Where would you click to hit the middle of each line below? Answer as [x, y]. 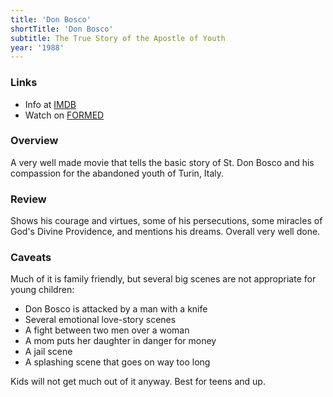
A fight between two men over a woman [107, 330]
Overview [34, 141]
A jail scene [48, 352]
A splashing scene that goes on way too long [117, 362]
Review [28, 199]
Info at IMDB [50, 104]
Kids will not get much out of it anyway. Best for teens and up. [138, 382]
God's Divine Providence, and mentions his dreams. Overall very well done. [165, 232]
